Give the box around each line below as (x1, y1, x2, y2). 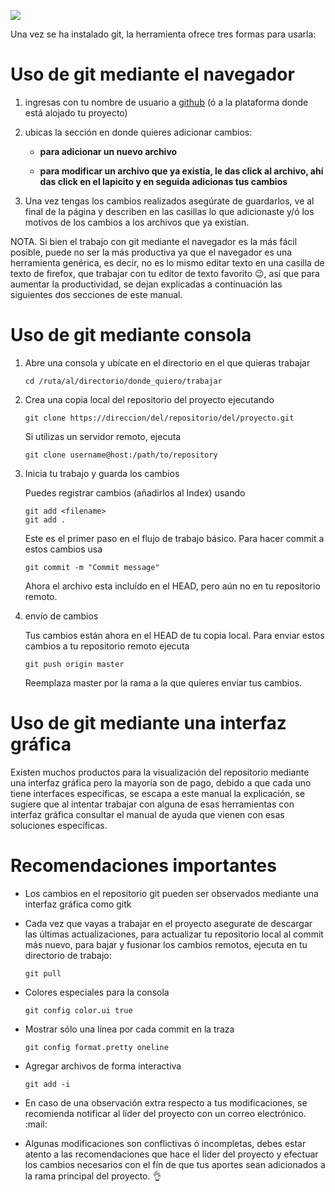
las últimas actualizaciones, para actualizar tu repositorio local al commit (24, 928, 324, 940)
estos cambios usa (24, 543, 103, 555)
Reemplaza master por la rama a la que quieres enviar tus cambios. (24, 676, 303, 689)
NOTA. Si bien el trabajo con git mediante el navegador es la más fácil (10, 235, 298, 247)
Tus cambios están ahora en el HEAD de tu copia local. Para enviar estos (24, 629, 325, 641)
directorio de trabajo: (24, 949, 112, 961)
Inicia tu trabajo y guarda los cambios (24, 467, 180, 479)
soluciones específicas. (10, 819, 108, 831)
